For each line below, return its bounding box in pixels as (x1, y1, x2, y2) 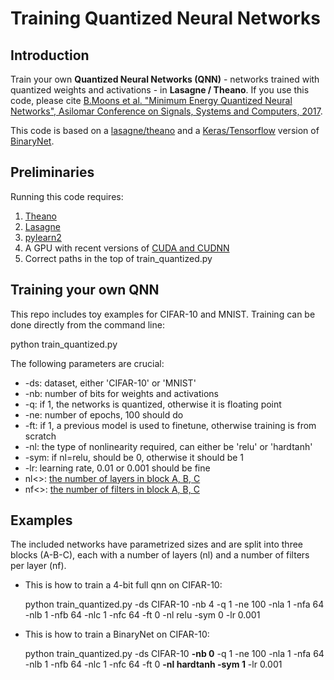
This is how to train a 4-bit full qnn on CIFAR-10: (24, 579, 223, 591)
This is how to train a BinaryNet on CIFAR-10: (24, 628, 210, 641)
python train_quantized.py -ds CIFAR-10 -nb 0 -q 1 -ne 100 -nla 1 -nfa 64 (24, 648, 325, 660)
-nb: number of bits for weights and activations (24, 387, 219, 399)
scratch (24, 430, 57, 442)
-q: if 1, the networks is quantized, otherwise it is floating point (24, 398, 282, 410)
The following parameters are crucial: (10, 357, 165, 369)
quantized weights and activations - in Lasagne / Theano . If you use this (10, 84, 310, 96)
